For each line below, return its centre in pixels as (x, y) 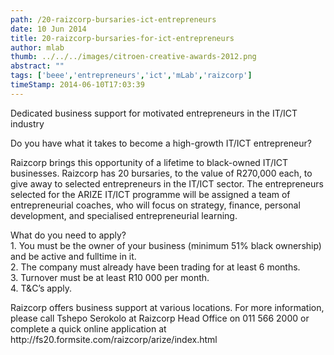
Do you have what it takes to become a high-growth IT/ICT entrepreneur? (161, 143)
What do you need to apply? (68, 235)
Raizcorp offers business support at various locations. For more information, (167, 307)
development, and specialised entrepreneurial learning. (124, 215)
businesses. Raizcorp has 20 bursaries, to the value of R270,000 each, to (161, 173)
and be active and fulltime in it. (73, 256)
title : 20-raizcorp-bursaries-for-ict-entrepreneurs (122, 38)
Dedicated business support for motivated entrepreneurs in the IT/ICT (154, 113)
